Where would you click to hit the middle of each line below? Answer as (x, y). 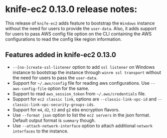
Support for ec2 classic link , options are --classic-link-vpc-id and (85, 99)
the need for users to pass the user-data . (55, 78)
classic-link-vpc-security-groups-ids (53, 105)
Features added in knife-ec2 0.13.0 (61, 55)
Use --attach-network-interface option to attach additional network (82, 125)
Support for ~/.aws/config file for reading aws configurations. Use (81, 83)
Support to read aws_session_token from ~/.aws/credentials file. (79, 93)
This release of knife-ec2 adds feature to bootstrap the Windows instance (80, 23)
